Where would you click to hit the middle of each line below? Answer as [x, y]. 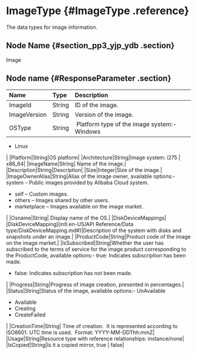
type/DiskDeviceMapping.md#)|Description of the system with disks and [94, 230]
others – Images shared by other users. [62, 200]
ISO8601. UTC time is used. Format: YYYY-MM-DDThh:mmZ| [80, 332]
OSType [20, 128]
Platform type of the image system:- [126, 124]
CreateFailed [30, 315]
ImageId [20, 105]
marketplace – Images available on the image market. [79, 206]
